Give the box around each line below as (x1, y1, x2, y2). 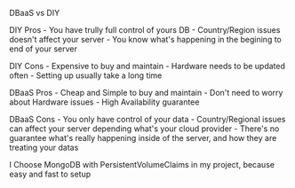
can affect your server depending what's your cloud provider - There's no (9, 123, 280, 134)
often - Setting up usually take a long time (9, 70, 163, 81)
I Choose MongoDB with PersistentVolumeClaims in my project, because (9, 160, 275, 169)
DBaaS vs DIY (9, 8, 60, 18)
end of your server (9, 43, 78, 54)
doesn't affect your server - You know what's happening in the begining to (9, 35, 283, 44)
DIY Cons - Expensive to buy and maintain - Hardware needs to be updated (9, 61, 286, 71)
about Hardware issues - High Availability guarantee (9, 97, 200, 107)
